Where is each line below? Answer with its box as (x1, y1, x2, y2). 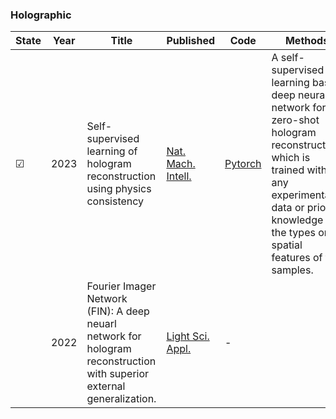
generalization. (86, 392, 157, 406)
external (86, 379, 126, 393)
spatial (271, 238, 303, 252)
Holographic (10, 8, 72, 22)
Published (166, 34, 216, 48)
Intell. (166, 169, 192, 183)
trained (271, 163, 305, 177)
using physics (86, 182, 152, 196)
